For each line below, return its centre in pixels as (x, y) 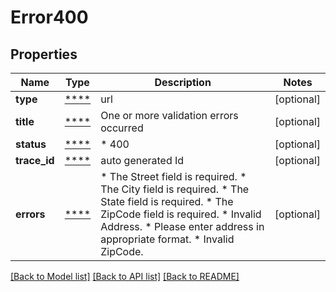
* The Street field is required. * (173, 176)
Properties (44, 54)
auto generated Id (142, 160)
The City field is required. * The (175, 189)
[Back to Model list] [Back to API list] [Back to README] (125, 276)
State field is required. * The (167, 201)
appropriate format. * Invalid (167, 239)
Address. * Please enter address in (182, 226)
